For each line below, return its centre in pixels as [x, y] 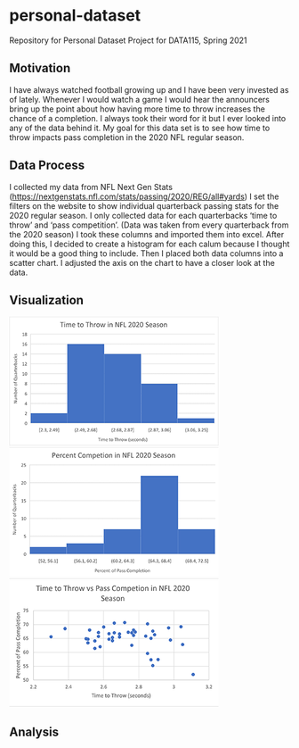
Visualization [47, 300]
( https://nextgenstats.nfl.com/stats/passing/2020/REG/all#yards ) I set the [144, 196]
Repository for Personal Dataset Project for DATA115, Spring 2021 [128, 40]
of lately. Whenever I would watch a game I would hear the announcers [139, 99]
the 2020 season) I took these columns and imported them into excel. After [147, 234]
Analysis [34, 731]
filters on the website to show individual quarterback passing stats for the [144, 205]
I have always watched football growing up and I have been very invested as [149, 89]
